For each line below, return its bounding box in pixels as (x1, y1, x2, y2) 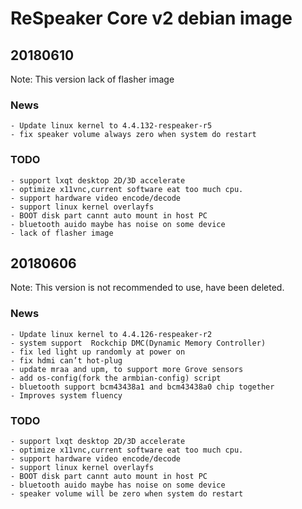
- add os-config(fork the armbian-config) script (10, 373, 222, 383)
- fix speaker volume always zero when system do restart (10, 130, 257, 140)
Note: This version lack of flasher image (10, 73, 175, 85)
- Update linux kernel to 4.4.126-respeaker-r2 (10, 329, 213, 339)
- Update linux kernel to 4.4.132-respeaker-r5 (10, 121, 213, 131)
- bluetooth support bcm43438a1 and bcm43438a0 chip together (10, 382, 275, 392)
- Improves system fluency (10, 390, 123, 401)
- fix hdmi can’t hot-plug (10, 355, 123, 366)
